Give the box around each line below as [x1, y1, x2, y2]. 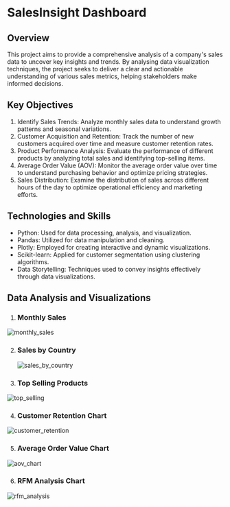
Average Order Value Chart [16, 444, 110, 453]
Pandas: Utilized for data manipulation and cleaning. [16, 235, 165, 244]
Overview [7, 32, 50, 44]
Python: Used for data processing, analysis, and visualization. [16, 228, 192, 237]
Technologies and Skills [7, 211, 111, 222]
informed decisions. [7, 80, 64, 87]
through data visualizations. [16, 272, 96, 281]
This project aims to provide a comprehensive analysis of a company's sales [7, 50, 223, 58]
